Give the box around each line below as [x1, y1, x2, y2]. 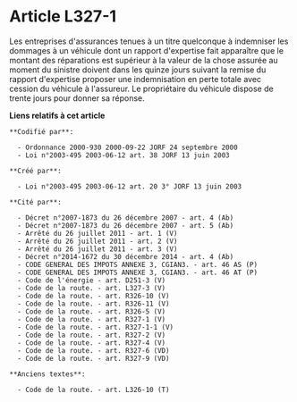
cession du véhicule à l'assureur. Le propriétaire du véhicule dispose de [9, 83, 275, 94]
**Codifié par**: [9, 127, 74, 136]
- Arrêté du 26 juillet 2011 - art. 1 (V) [17, 229, 178, 238]
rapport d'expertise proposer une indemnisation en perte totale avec [9, 73, 262, 84]
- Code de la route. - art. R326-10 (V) [17, 291, 170, 300]
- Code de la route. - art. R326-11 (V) [17, 299, 170, 308]
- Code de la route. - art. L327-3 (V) [17, 283, 166, 292]
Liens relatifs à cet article [9, 110, 106, 121]
